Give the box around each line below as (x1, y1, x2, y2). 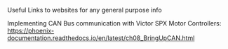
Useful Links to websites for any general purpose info (7, 6, 163, 14)
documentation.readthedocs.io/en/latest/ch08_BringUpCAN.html (7, 34, 195, 42)
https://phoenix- (7, 27, 55, 35)
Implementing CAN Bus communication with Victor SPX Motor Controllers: (7, 19, 222, 27)
